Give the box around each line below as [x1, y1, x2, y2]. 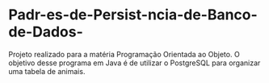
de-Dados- [8, 23, 83, 41]
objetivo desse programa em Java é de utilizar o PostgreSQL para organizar [8, 58, 261, 68]
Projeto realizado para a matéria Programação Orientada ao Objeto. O [8, 49, 240, 59]
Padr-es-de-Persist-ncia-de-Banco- [8, 6, 258, 24]
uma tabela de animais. [8, 66, 86, 76]
